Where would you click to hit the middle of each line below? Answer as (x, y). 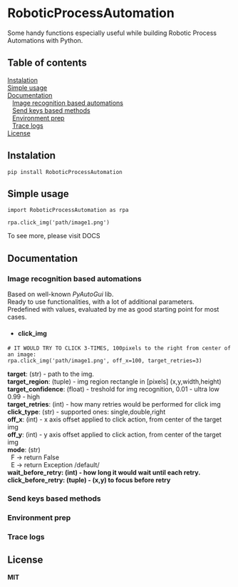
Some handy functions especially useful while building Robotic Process (112, 33)
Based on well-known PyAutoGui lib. (61, 295)
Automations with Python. (45, 40)
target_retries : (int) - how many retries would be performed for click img (114, 404)
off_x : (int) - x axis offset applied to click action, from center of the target (115, 419)
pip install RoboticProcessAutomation (65, 172)
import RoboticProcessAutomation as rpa (68, 210)
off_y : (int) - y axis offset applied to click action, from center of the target (115, 435)
